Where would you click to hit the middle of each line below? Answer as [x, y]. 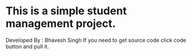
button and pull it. [27, 46]
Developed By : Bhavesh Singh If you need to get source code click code [96, 40]
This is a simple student [66, 11]
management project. [61, 24]
